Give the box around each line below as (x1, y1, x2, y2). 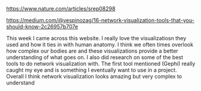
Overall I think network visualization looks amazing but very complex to (6, 73, 182, 80)
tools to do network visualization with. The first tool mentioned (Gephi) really (6, 60, 196, 67)
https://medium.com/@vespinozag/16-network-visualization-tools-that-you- (6, 17, 195, 23)
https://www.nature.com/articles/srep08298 (6, 5, 116, 12)
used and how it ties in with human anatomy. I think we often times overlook (6, 41, 194, 48)
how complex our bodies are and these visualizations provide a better (6, 47, 179, 54)
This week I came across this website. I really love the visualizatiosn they (6, 35, 187, 41)
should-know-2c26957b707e (6, 23, 79, 30)
